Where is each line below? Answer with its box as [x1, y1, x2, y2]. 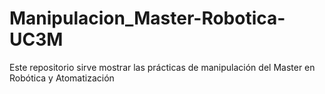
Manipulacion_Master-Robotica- [9, 7, 286, 30]
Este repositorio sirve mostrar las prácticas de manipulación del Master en [9, 61, 316, 73]
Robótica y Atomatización [9, 72, 115, 84]
